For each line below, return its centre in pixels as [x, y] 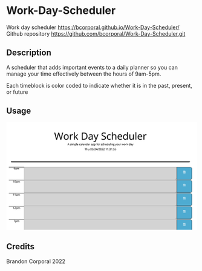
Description [29, 53]
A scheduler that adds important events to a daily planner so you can [92, 67]
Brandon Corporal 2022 [36, 261]
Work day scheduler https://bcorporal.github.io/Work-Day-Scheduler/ [93, 27]
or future [17, 92]
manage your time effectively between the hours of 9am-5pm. [84, 74]
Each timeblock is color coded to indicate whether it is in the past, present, [99, 85]
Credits [21, 247]
